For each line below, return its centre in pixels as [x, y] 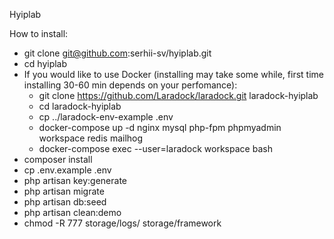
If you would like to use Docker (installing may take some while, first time [173, 74]
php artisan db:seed [65, 202]
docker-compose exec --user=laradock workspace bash [155, 148]
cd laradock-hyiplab [80, 106]
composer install [58, 159]
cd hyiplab [45, 63]
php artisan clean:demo [72, 212]
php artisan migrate [64, 191]
